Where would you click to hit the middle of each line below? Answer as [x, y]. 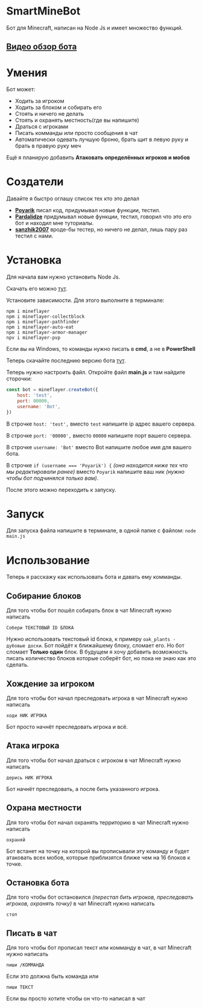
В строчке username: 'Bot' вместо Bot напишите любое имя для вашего [99, 447]
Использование [48, 560]
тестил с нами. [34, 236]
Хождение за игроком [50, 683]
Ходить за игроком [39, 101]
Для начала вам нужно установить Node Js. [63, 277]
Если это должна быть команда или [52, 976]
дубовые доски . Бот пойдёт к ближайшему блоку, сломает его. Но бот [96, 646]
